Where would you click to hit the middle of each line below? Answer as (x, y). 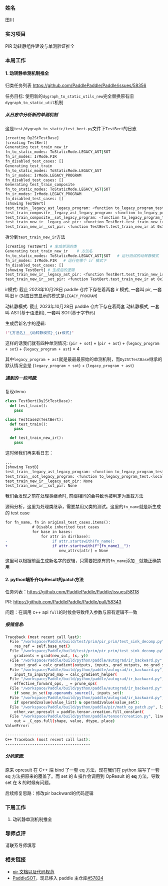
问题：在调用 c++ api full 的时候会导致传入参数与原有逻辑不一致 (71, 612)
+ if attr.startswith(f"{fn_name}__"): (68, 546)
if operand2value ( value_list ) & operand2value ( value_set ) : (77, 702)
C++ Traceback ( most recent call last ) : (48, 739)
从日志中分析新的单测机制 (31, 115)
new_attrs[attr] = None (83, 551)
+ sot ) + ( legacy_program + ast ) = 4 (42, 349)
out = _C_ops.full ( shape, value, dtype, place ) (64, 721)
